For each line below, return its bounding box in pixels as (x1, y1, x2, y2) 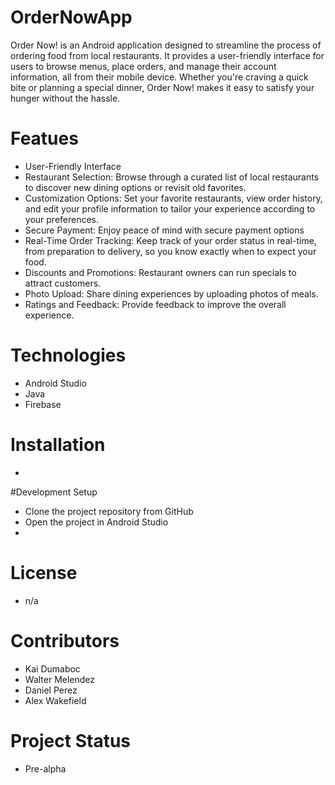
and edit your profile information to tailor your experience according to (24, 202, 316, 215)
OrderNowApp (10, 6, 133, 29)
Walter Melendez (24, 673, 96, 685)
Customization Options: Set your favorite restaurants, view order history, (24, 192, 323, 204)
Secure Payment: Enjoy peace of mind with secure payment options (24, 224, 305, 236)
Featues (10, 127, 79, 150)
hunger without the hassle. (10, 92, 121, 104)
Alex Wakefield (24, 694, 87, 706)
